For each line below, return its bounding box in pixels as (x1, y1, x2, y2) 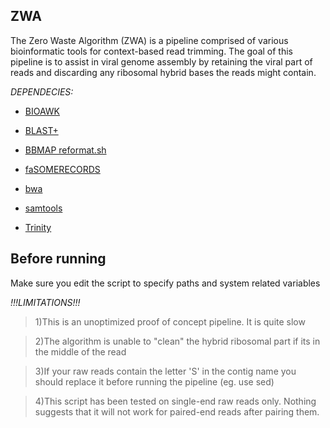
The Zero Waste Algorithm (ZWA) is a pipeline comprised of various (10, 34, 289, 46)
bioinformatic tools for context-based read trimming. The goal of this (10, 45, 293, 57)
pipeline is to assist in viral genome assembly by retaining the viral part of (10, 55, 313, 68)
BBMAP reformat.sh (24, 144, 107, 156)
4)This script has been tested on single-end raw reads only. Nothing (34, 395, 317, 407)
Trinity (24, 221, 52, 233)
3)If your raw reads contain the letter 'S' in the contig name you (34, 365, 297, 377)
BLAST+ (24, 124, 59, 136)
